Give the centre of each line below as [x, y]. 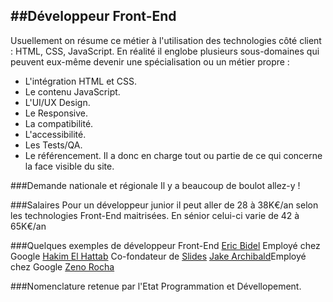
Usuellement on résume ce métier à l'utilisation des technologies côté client [166, 40]
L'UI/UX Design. [57, 102]
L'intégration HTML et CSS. [81, 81]
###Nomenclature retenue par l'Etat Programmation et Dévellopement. [156, 286]
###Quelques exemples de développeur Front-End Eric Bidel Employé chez [165, 245]
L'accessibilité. [55, 134]
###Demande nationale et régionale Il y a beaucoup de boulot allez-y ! [155, 185]
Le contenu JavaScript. [72, 91]
